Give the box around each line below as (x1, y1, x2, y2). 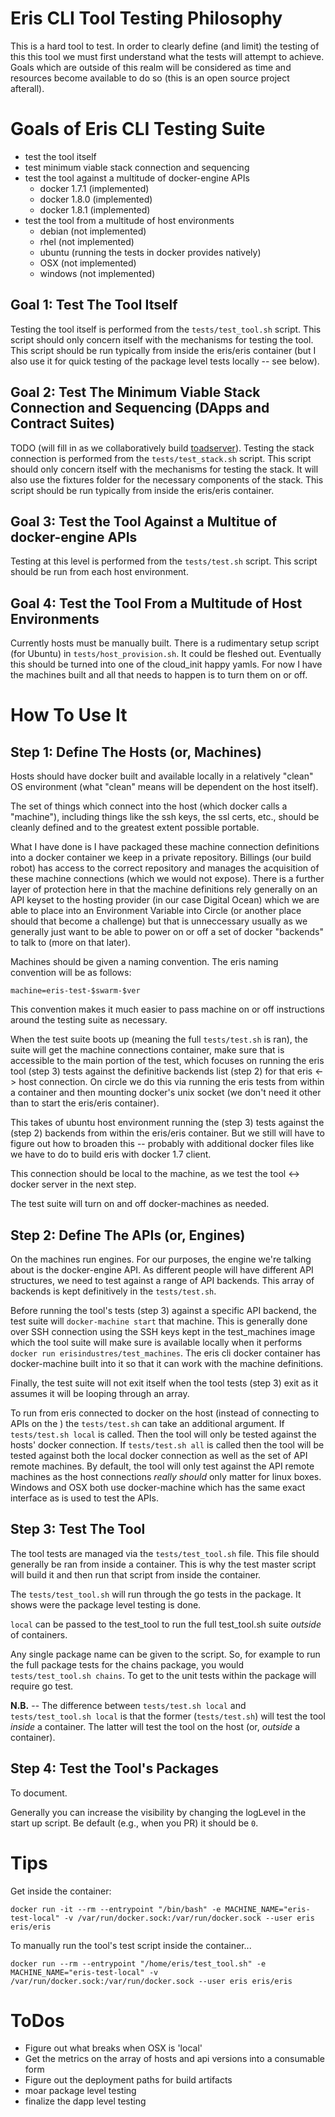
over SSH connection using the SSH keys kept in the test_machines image (10, 1325, 316, 1337)
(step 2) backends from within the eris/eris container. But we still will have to (10, 1127, 325, 1139)
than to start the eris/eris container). (10, 1097, 160, 1109)
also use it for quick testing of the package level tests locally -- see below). (10, 355, 320, 367)
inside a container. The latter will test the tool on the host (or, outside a (10, 1720, 301, 1732)
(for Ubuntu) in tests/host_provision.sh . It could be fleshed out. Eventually (10, 648, 322, 660)
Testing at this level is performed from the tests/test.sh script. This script (10, 555, 318, 567)
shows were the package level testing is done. (10, 1598, 202, 1611)
